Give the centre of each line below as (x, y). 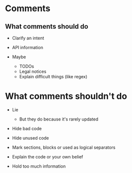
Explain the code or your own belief (48, 156)
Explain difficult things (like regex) (53, 77)
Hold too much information (39, 166)
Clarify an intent (28, 38)
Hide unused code (31, 138)
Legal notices (33, 71)
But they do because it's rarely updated (59, 119)
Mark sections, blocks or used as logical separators (64, 147)
